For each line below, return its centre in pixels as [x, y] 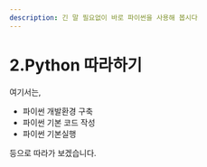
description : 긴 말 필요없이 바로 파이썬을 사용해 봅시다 [103, 18]
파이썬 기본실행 [49, 134]
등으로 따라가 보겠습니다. [53, 153]
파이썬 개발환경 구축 [57, 111]
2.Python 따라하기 [76, 65]
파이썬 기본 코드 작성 [59, 122]
